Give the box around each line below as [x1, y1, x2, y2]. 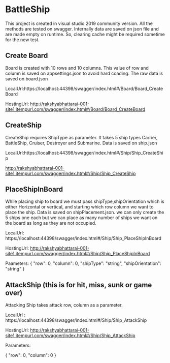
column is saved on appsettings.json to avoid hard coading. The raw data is [5, 70, 163, 76]
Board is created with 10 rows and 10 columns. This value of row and [5, 65, 149, 71]
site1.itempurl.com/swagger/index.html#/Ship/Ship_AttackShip [5, 332, 135, 339]
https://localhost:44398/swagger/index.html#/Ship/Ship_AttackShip [5, 317, 147, 323]
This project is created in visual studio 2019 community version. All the [5, 20, 153, 26]
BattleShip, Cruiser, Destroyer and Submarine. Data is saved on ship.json [5, 140, 157, 146]
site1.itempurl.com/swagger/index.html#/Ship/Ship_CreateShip [5, 170, 136, 176]
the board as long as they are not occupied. [5, 220, 96, 226]
